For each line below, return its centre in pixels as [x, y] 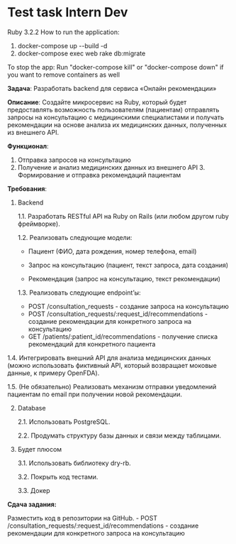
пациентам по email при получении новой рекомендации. [95, 394]
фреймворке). [39, 224]
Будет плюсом [40, 449]
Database [32, 408]
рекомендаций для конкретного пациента [92, 344]
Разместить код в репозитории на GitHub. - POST [83, 518]
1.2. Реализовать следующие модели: [75, 237]
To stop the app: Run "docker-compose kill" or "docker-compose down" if [116, 67]
